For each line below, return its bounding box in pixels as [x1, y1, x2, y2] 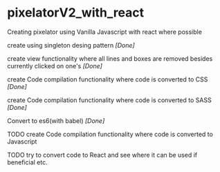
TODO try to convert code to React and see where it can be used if [7, 151, 198, 159]
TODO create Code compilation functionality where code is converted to [7, 130, 213, 138]
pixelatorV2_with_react [7, 5, 144, 21]
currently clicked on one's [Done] [7, 61, 102, 70]
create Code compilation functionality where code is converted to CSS [7, 75, 208, 84]
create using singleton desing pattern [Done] [7, 41, 135, 49]
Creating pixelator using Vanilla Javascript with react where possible [7, 28, 203, 36]
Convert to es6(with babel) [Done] [7, 116, 105, 125]
